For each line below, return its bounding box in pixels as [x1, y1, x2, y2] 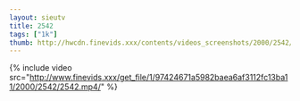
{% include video [9, 63, 73, 73]
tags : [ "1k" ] [9, 29, 58, 38]
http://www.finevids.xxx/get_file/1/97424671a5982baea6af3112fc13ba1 [29, 72, 288, 83]
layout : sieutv [9, 13, 66, 22]
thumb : [9, 38, 34, 47]
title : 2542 [9, 21, 54, 30]
